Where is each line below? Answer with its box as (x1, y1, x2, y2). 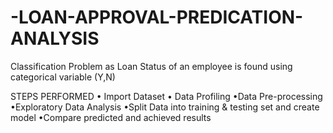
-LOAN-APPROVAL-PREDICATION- (10, 6, 304, 29)
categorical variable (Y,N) (10, 71, 116, 83)
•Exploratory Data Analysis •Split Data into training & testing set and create (10, 101, 320, 113)
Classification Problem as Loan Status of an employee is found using (10, 60, 293, 72)
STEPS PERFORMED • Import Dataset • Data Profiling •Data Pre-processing (10, 90, 323, 102)
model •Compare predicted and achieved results (10, 111, 212, 123)
